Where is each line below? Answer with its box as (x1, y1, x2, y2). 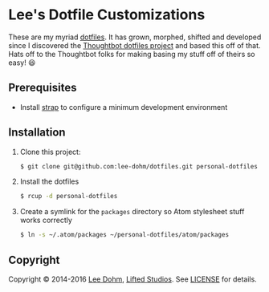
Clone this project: (19, 147, 81, 156)
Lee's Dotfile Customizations (8, 6, 206, 24)
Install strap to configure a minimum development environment (19, 102, 228, 112)
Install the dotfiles (19, 176, 79, 186)
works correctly (19, 215, 72, 225)
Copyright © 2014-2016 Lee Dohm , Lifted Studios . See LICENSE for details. (8, 274, 257, 284)
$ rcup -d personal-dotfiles (19, 193, 118, 201)
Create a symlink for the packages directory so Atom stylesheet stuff (19, 207, 245, 217)
